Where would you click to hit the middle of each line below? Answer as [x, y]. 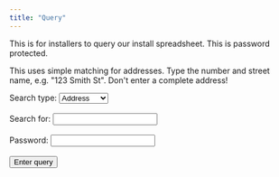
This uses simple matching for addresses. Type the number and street [140, 70]
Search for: [30, 118]
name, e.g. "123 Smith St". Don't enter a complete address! [119, 80]
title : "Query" [38, 18]
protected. [28, 53]
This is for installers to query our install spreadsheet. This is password [140, 43]
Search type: [33, 98]
